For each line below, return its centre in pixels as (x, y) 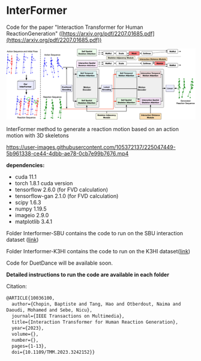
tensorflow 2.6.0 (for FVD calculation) (61, 190)
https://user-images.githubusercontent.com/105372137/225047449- (91, 147)
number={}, (25, 341)
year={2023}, (28, 329)
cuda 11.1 (26, 177)
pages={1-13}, (29, 347)
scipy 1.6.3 (28, 203)
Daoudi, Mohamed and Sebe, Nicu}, (49, 310)
